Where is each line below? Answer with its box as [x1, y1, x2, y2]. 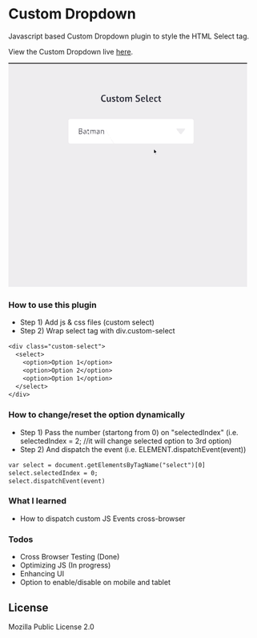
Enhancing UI [19, 569, 65, 579]
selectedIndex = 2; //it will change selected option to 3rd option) [19, 436, 232, 446]
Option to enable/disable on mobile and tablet [19, 578, 171, 588]
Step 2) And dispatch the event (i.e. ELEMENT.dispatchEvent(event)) [19, 444, 247, 454]
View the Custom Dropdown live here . [8, 46, 134, 56]
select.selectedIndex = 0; [8, 469, 98, 477]
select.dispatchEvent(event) [8, 477, 106, 485]
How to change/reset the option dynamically [8, 410, 186, 421]
